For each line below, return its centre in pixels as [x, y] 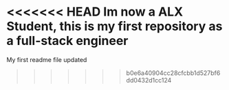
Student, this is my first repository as [115, 26]
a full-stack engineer [67, 41]
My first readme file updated [47, 59]
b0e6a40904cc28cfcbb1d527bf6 [173, 73]
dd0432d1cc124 [149, 80]
